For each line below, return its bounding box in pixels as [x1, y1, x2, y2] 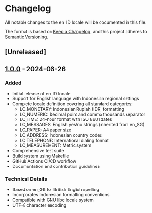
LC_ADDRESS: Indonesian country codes [19, 132, 102, 138]
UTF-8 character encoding [12, 202, 67, 208]
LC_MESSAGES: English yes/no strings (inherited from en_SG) [19, 122, 145, 128]
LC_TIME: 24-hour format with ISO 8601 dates [19, 117, 112, 122]
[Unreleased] [5, 48, 47, 56]
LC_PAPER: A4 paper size [19, 127, 72, 133]
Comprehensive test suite [12, 148, 64, 154]
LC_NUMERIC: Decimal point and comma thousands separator [19, 111, 146, 118]
